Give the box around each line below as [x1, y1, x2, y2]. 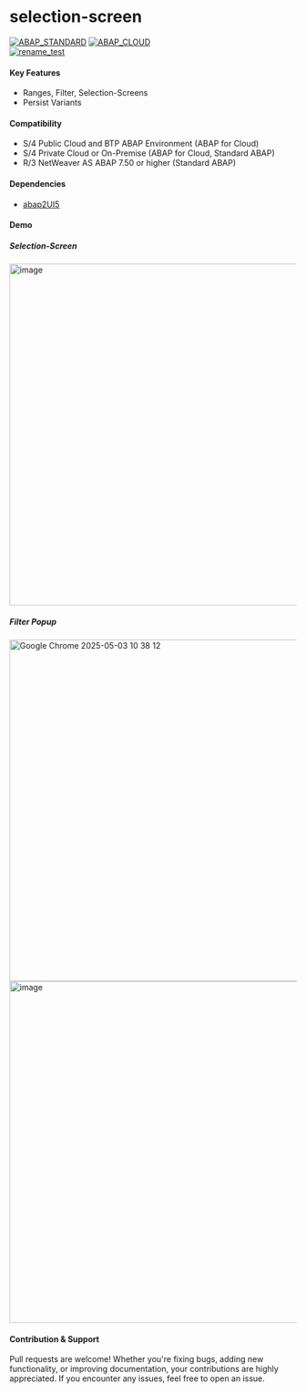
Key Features [9, 67, 61, 78]
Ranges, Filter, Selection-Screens [22, 87, 148, 98]
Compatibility [9, 118, 62, 128]
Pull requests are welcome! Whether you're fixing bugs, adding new [9, 1354, 264, 1365]
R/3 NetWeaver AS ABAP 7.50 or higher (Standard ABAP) [22, 158, 237, 169]
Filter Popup [9, 616, 57, 627]
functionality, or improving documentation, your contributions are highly [9, 1364, 280, 1375]
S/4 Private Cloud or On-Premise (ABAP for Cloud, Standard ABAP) [22, 148, 275, 159]
